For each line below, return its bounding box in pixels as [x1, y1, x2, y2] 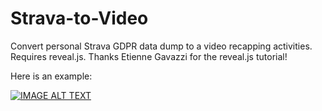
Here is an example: [10, 70, 93, 82]
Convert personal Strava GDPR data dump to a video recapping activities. [10, 40, 313, 52]
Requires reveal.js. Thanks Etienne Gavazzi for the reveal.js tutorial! [10, 50, 288, 62]
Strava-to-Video [10, 7, 149, 30]
